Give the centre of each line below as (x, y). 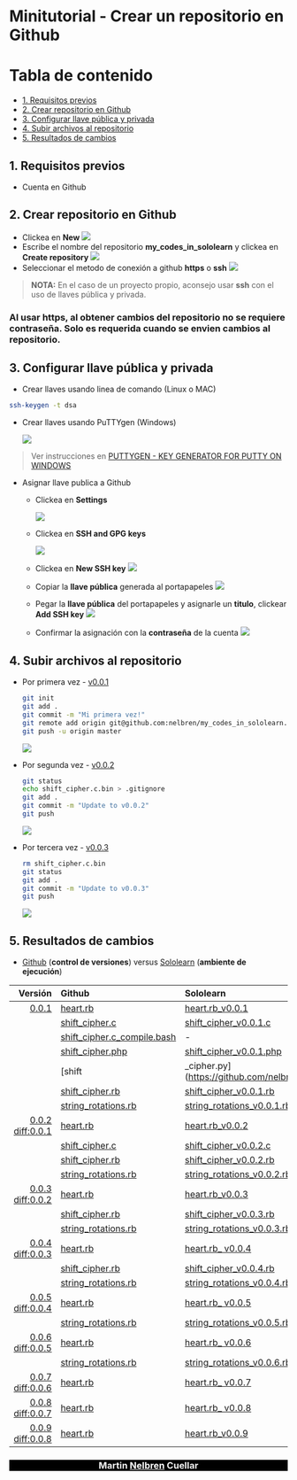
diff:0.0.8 (33, 1439)
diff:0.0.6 (33, 1388)
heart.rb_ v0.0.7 (218, 1383)
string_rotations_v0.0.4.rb (238, 1283)
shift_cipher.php (94, 1051)
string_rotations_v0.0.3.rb (238, 1228)
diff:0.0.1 (33, 1131)
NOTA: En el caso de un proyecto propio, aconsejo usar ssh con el (152, 284)
